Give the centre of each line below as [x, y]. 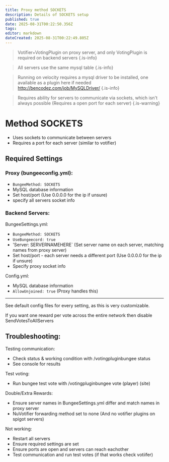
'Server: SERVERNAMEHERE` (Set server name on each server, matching [88, 245]
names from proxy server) [39, 250]
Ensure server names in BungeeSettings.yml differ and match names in [86, 403]
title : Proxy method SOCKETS [36, 10]
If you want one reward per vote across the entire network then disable [79, 315]
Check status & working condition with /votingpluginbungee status [81, 358]
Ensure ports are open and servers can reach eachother [71, 449]
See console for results [36, 364]
